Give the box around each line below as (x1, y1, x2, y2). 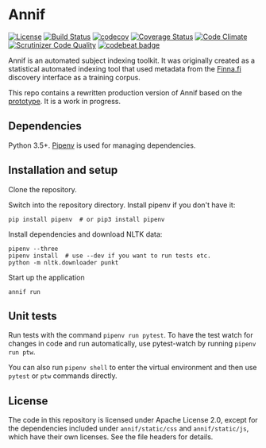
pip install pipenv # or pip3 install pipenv (8, 215, 165, 223)
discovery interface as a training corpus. (8, 72, 141, 82)
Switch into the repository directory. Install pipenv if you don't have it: (8, 200, 236, 210)
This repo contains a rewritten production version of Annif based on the (8, 87, 243, 97)
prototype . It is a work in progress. (8, 96, 121, 106)
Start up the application (8, 272, 85, 282)
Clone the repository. (8, 184, 77, 194)
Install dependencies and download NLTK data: (8, 229, 163, 239)
